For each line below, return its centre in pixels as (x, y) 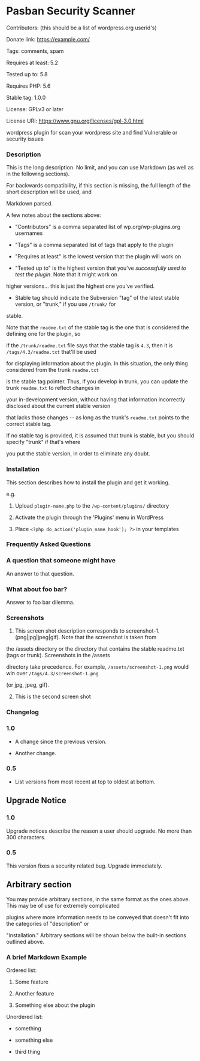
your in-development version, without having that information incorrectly (96, 400)
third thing (28, 1051)
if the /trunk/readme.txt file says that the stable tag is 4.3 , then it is (90, 345)
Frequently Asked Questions (49, 544)
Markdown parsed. (29, 204)
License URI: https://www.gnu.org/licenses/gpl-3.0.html (75, 121)
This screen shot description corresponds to (69, 631)
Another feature (34, 993)
